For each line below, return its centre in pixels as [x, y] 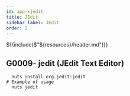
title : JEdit [22, 17]
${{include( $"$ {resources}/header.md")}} [57, 45]
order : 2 [17, 28]
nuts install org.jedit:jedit [48, 77]
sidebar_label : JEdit [33, 22]
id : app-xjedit [25, 11]
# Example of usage [30, 82]
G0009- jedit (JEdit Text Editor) [65, 63]
